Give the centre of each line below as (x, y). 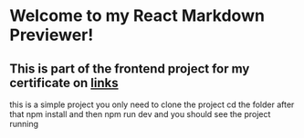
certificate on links (64, 83)
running (24, 124)
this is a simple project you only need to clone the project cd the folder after (152, 104)
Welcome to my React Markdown (137, 16)
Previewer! (52, 35)
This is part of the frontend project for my (130, 69)
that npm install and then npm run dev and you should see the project (140, 114)
